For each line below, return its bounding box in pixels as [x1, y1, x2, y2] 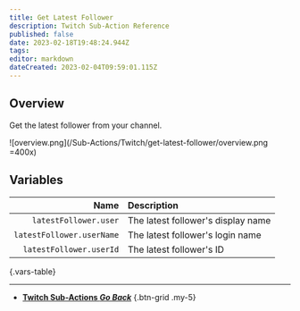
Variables [9, 172, 64, 188]
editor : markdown [9, 55, 74, 63]
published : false [9, 29, 74, 38]
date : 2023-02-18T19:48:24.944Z [9, 38, 129, 47]
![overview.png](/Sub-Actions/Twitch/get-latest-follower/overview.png [9, 137, 269, 147]
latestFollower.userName [13, 230, 120, 240]
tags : [9, 46, 29, 55]
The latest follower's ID [128, 243, 225, 256]
